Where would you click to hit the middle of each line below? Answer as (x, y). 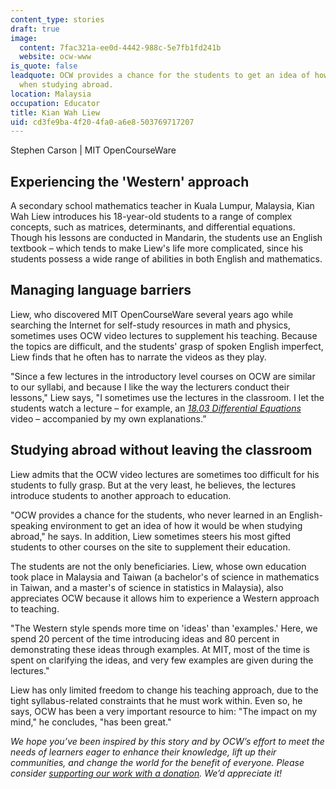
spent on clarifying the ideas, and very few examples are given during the (162, 660)
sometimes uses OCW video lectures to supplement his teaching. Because (164, 335)
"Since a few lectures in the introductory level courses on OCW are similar (163, 376)
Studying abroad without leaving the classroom (161, 450)
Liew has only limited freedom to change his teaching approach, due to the (164, 690)
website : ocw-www (55, 57)
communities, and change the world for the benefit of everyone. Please (157, 762)
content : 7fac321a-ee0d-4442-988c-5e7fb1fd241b (120, 47)
